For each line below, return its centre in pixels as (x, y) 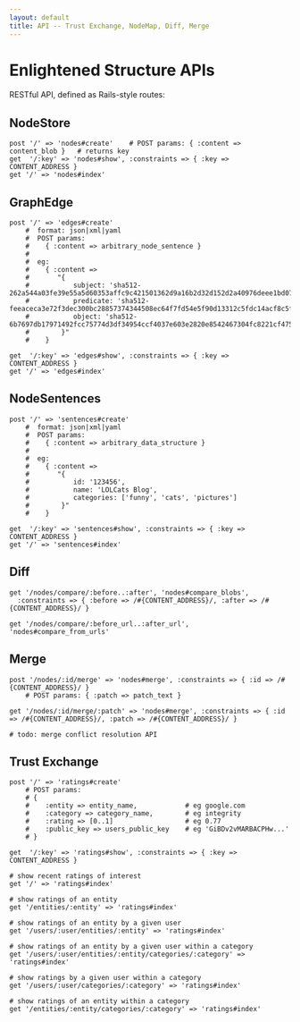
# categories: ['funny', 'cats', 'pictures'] (132, 497)
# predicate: (70, 301)
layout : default (39, 17)
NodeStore (40, 123)
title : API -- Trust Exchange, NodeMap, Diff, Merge (109, 26)
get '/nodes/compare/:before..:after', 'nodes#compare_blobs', (129, 592)
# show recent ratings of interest (75, 876)
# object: (63, 317)
